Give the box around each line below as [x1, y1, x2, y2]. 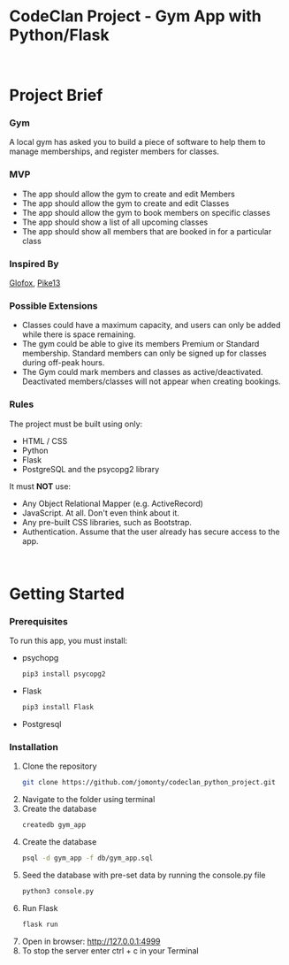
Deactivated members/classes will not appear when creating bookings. [21, 376, 281, 387]
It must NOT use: [9, 480, 72, 492]
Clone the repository [21, 761, 97, 771]
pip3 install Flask [21, 702, 95, 711]
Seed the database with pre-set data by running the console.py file [21, 869, 266, 880]
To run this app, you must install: [9, 635, 128, 647]
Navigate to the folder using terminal [21, 794, 156, 805]
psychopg [21, 653, 59, 663]
